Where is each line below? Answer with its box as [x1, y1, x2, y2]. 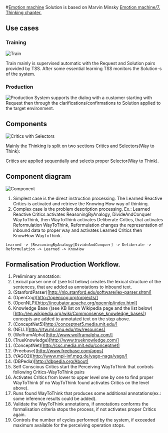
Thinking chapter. [5, 10, 42, 16]
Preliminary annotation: [12, 273, 61, 279]
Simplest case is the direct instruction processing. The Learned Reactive [12, 195, 162, 201]
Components [5, 120, 47, 128]
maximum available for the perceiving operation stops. [12, 422, 125, 428]
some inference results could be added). [12, 395, 97, 402]
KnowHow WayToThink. [12, 232, 62, 238]
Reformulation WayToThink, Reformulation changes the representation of [12, 222, 163, 228]
